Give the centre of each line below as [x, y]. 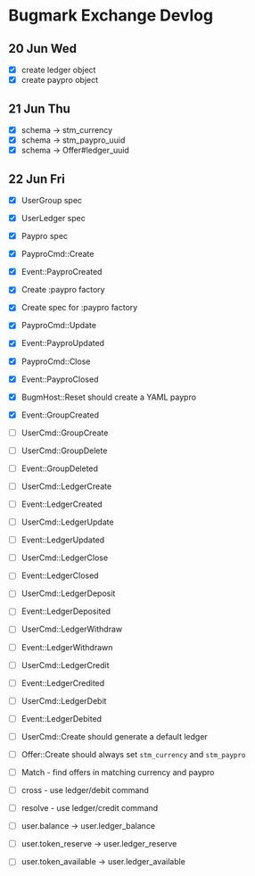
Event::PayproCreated [62, 272]
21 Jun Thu [39, 108]
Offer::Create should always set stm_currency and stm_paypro [133, 754]
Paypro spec [45, 236]
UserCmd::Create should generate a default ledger [115, 736]
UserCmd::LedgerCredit [65, 665]
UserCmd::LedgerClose [65, 558]
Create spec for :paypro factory [79, 308]
